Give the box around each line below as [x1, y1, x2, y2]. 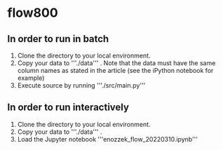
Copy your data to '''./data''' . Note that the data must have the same [17, 59, 216, 67]
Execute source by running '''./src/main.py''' [17, 81, 146, 89]
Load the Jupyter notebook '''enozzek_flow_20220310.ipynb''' [17, 135, 198, 143]
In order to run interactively [7, 102, 130, 114]
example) [17, 74, 45, 82]
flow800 [7, 5, 58, 21]
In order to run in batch [7, 33, 109, 45]
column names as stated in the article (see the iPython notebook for [17, 67, 214, 74]
